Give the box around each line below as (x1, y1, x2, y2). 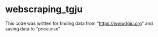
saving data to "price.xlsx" (5, 25, 61, 31)
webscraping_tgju (5, 4, 83, 15)
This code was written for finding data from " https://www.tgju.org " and (5, 20, 153, 26)
